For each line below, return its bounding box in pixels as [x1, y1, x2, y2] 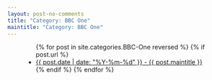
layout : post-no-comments [7, 10, 84, 18]
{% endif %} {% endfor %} [35, 65, 115, 74]
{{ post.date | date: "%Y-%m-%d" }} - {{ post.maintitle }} [35, 58, 203, 67]
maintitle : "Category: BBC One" [7, 23, 103, 30]
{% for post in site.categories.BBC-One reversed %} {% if [35, 43, 205, 52]
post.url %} [35, 50, 69, 59]
